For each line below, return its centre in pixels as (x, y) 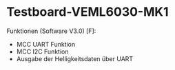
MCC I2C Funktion (42, 51)
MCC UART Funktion (46, 44)
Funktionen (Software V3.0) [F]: (51, 31)
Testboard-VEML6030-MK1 (87, 12)
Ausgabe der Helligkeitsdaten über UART (75, 58)
